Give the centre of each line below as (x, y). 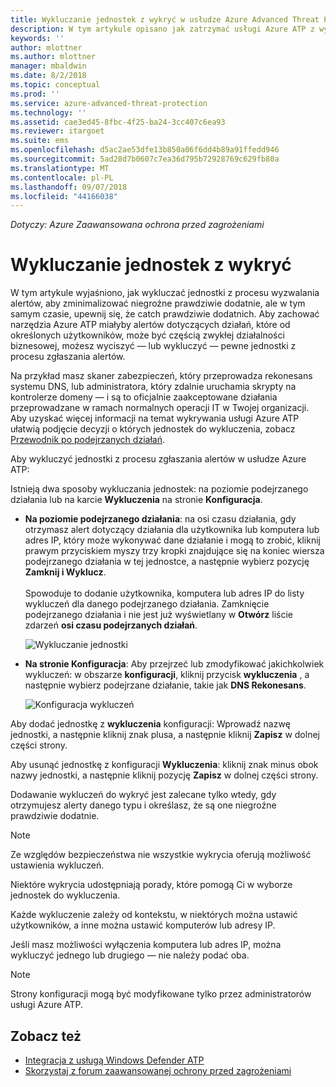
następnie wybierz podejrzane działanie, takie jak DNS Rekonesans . (165, 685)
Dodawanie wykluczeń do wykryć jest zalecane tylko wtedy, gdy (143, 795)
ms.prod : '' (35, 94)
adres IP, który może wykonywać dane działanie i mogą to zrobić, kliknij (172, 540)
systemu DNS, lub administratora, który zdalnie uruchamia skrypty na (153, 387)
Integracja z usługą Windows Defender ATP (114, 1060)
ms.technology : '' (48, 112)
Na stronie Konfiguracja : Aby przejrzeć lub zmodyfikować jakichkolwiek (174, 664)
